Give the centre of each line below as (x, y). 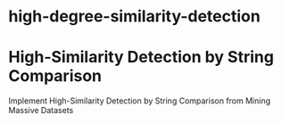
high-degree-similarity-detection (134, 16)
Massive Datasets (41, 111)
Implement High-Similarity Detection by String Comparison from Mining (140, 101)
